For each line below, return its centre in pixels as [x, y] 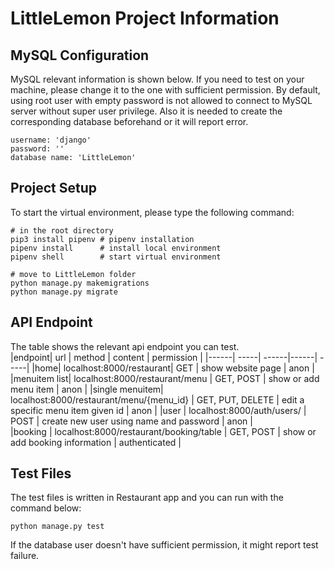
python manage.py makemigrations [80, 283]
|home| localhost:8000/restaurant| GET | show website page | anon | [173, 368]
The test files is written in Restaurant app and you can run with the [147, 498]
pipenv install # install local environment [116, 248]
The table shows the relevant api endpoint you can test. [125, 346]
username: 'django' [51, 140]
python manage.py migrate [64, 292]
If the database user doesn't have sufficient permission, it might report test [164, 545]
